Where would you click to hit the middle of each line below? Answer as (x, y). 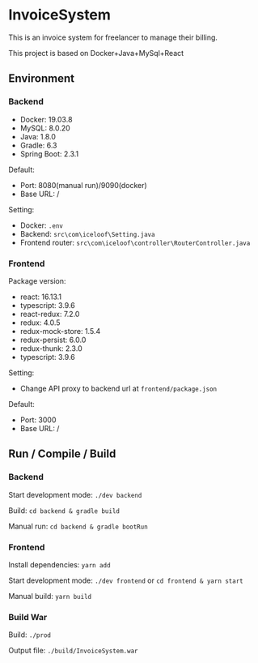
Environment (42, 79)
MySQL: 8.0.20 (45, 128)
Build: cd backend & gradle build (64, 510)
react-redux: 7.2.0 (50, 314)
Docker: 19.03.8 (46, 119)
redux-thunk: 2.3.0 (51, 348)
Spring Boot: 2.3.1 (49, 154)
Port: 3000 (38, 420)
